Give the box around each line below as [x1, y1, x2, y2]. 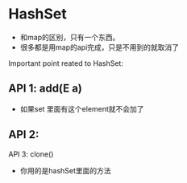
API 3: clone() [8, 149, 54, 159]
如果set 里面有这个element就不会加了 [19, 104, 144, 113]
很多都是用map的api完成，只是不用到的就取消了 [19, 42, 180, 52]
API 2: [8, 128, 39, 141]
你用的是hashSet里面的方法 [19, 165, 111, 175]
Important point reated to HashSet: [8, 58, 123, 68]
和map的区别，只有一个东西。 [19, 32, 120, 42]
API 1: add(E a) [8, 82, 82, 96]
